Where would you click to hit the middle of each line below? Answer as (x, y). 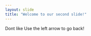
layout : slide (20, 10)
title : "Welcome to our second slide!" (46, 14)
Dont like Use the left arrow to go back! (45, 28)
